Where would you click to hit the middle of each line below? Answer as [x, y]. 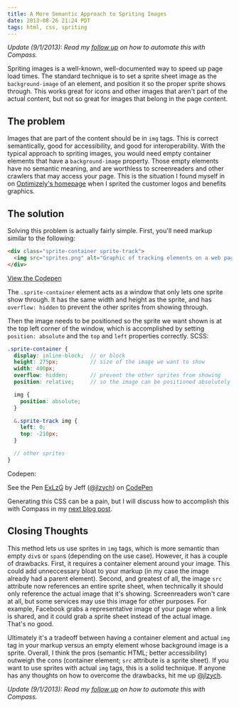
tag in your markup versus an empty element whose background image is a [118, 645]
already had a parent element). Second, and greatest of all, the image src [115, 578]
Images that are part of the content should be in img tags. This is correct [113, 139]
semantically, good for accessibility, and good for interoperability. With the [116, 146]
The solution [36, 214]
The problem [36, 121]
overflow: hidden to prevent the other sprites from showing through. [108, 307]
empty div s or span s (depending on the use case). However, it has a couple [118, 556]
